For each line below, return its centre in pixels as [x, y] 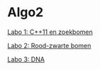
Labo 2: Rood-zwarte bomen [49, 45]
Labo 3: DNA [26, 59]
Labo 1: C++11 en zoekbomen [50, 32]
